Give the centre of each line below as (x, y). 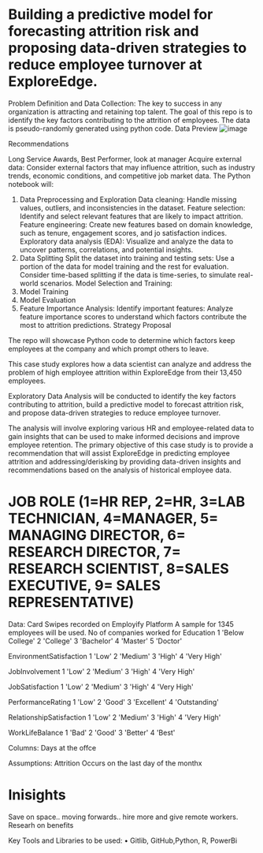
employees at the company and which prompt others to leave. (109, 348)
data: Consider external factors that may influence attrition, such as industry (132, 167)
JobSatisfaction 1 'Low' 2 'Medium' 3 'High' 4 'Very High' (101, 687)
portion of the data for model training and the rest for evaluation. (124, 266)
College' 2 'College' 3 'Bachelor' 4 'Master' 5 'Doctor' (95, 641)
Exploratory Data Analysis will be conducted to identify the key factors (122, 396)
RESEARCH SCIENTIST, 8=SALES (119, 569)
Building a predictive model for (111, 15)
